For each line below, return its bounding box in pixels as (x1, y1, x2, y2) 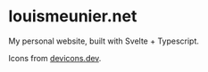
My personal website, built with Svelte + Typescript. (8, 36, 200, 46)
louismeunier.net (8, 6, 137, 27)
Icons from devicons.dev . (8, 52, 102, 63)
